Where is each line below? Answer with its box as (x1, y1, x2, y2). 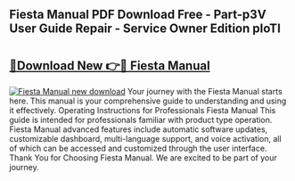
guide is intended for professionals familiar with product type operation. (9, 115, 273, 125)
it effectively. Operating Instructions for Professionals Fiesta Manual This (9, 105, 276, 115)
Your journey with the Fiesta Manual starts (127, 86, 283, 96)
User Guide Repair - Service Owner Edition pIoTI (9, 21, 281, 37)
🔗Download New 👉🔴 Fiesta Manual (9, 58, 211, 73)
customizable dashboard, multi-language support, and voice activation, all (9, 134, 283, 144)
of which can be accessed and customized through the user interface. (9, 143, 267, 153)
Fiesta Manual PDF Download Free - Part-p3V (9, 7, 266, 22)
